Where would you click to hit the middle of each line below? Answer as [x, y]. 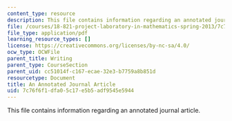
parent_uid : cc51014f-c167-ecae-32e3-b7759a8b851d [81, 71]
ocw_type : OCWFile [33, 53]
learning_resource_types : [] [49, 39]
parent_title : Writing [40, 59]
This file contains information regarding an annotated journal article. [104, 111]
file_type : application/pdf [48, 33]
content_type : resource [41, 13]
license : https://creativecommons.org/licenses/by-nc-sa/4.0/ [98, 46]
